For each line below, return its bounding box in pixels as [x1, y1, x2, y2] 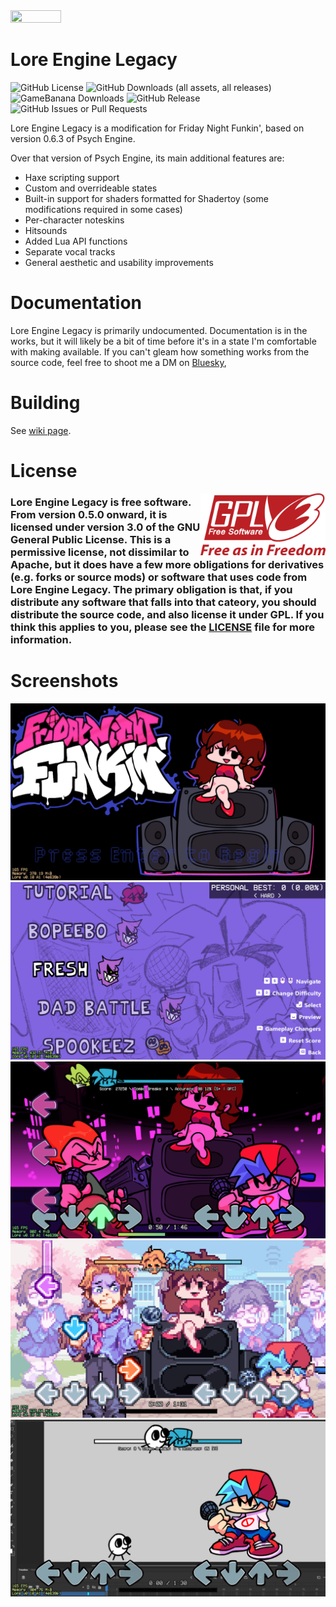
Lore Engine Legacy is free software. [10, 495, 192, 509]
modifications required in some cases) [24, 203, 183, 215]
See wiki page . [10, 424, 72, 436]
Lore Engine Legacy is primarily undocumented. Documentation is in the [10, 324, 308, 336]
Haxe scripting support [24, 171, 120, 183]
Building [10, 392, 81, 414]
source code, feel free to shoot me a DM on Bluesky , [10, 356, 227, 368]
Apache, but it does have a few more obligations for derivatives [10, 557, 325, 571]
